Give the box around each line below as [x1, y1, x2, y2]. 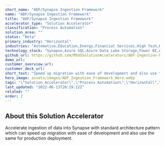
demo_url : [5, 57, 26, 62]
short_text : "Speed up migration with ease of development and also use [5, 71, 157, 76]
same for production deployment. [5, 135, 73, 141]
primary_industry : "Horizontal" [5, 39, 71, 44]
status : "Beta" [5, 35, 36, 40]
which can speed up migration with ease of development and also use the [5, 130, 155, 136]
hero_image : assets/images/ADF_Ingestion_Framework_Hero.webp [5, 75, 135, 80]
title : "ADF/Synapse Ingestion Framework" [5, 16, 93, 21]
